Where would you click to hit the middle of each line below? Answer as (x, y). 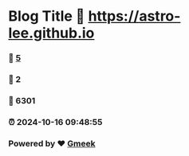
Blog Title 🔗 (47, 16)
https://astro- (134, 16)
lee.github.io (51, 33)
